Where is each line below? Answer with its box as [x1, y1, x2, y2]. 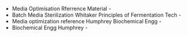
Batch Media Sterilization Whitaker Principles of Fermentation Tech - [11, 11, 182, 18]
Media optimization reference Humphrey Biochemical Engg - [11, 18, 162, 24]
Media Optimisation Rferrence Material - [11, 5, 111, 12]
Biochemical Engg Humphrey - [11, 24, 88, 31]
